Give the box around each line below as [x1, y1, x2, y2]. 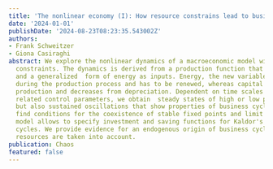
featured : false [8, 148, 63, 156]
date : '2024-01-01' [8, 19, 75, 28]
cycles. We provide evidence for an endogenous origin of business [15, 125, 249, 133]
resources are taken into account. [15, 132, 136, 141]
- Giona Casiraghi [8, 50, 71, 58]
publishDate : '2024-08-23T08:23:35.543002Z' [8, 27, 162, 35]
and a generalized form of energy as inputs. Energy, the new [15, 72, 234, 80]
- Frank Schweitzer [8, 42, 75, 50]
